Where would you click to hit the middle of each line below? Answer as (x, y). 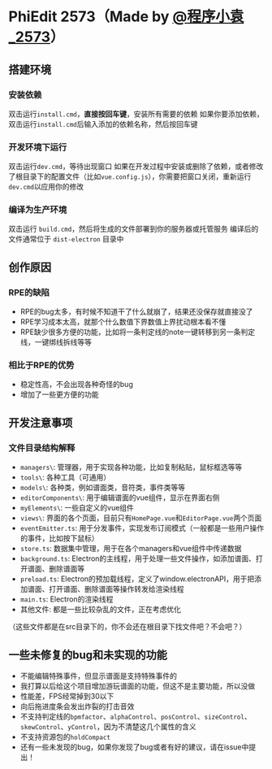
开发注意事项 (41, 422)
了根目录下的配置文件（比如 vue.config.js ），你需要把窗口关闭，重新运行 (130, 176)
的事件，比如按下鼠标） (59, 538)
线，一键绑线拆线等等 (56, 342)
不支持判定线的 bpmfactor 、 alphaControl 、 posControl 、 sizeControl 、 (136, 716)
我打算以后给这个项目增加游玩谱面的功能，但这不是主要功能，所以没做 (138, 686)
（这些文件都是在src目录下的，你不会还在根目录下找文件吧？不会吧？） (127, 627)
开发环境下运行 (38, 147)
